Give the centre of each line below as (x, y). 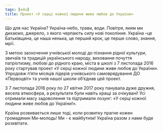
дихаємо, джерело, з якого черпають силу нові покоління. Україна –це (79, 33)
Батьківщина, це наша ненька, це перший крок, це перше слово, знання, (81, 38)
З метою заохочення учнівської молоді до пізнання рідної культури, (76, 53)
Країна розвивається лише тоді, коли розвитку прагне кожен (69, 113)
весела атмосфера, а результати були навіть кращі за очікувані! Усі (75, 93)
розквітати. (17, 123)
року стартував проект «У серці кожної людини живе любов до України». (82, 68)
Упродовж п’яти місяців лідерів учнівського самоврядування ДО (72, 73)
